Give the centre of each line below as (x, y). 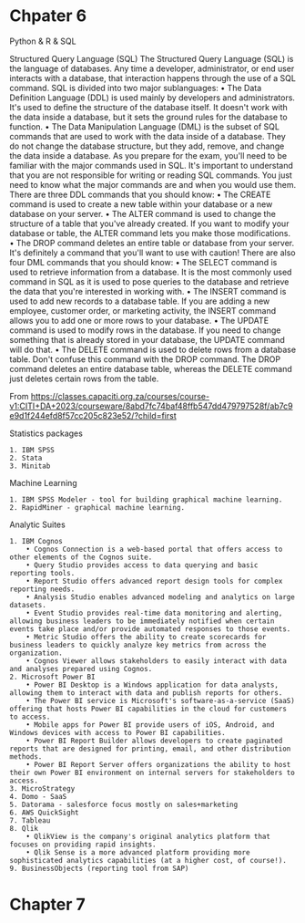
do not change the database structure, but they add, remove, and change (147, 146)
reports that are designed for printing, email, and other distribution (150, 749)
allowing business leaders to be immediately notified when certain (142, 621)
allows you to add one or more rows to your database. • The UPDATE (139, 320)
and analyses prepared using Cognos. (81, 669)
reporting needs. (42, 589)
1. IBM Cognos (36, 541)
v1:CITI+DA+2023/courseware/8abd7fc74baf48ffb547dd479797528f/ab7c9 (151, 406)
